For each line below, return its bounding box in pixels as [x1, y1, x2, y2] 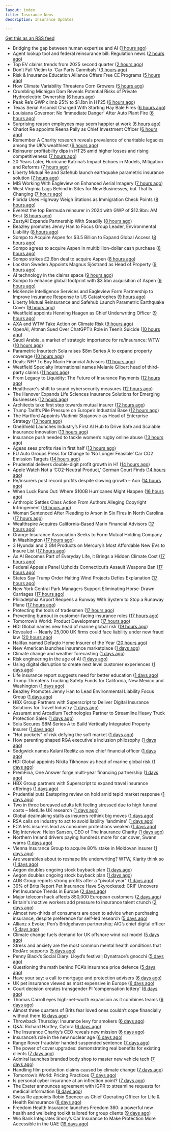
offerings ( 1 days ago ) [12, 786, 59, 792]
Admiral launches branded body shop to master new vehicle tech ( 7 [12, 1056, 155, 1062]
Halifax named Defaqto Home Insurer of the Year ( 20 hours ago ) [12, 640, 148, 646]
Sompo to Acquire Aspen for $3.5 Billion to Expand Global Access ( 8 [12, 235, 156, 241]
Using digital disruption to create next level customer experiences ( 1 [12, 661, 155, 667]
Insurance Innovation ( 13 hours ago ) [12, 429, 89, 435]
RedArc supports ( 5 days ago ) [12, 948, 76, 954]
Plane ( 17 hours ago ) [12, 602, 56, 608]
